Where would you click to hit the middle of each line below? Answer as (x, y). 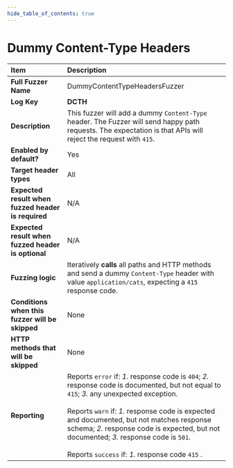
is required (29, 216)
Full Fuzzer (29, 82)
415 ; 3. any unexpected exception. (122, 394)
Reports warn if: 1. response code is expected (141, 411)
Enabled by (29, 150)
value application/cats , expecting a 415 (132, 281)
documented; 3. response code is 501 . (129, 437)
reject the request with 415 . (111, 139)
